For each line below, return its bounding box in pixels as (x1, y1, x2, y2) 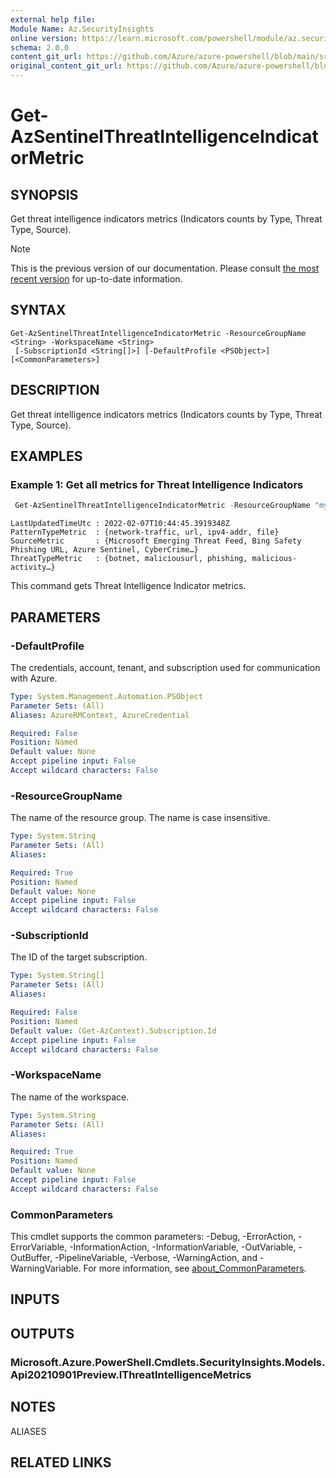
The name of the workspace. (10, 1091, 130, 1103)
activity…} (10, 562, 56, 573)
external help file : (10, 14, 97, 25)
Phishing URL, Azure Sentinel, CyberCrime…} (10, 545, 199, 555)
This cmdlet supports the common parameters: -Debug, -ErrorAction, (10, 1231, 297, 1243)
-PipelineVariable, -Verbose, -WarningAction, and (54, 1252, 258, 1264)
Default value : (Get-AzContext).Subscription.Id (10, 1026, 217, 1036)
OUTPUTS (10, 1325, 75, 1342)
